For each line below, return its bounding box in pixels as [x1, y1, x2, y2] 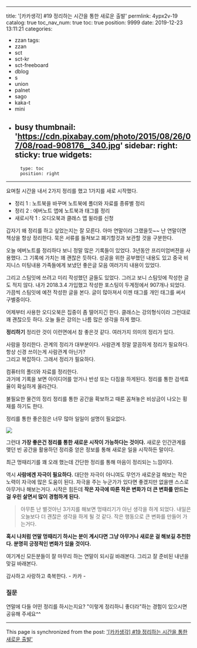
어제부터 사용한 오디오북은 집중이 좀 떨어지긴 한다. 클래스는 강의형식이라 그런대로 [6, 308, 191, 315]
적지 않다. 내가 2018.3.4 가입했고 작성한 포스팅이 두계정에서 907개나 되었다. [12, 281, 186, 288]
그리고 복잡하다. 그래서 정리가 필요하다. [6, 355, 96, 362]
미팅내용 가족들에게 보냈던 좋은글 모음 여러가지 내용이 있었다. [21, 261, 161, 268]
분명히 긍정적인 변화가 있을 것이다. [13, 540, 91, 547]
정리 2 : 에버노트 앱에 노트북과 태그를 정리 [14, 207, 110, 214]
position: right [20, 171, 60, 176]
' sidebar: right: [120, 141, 178, 151]
